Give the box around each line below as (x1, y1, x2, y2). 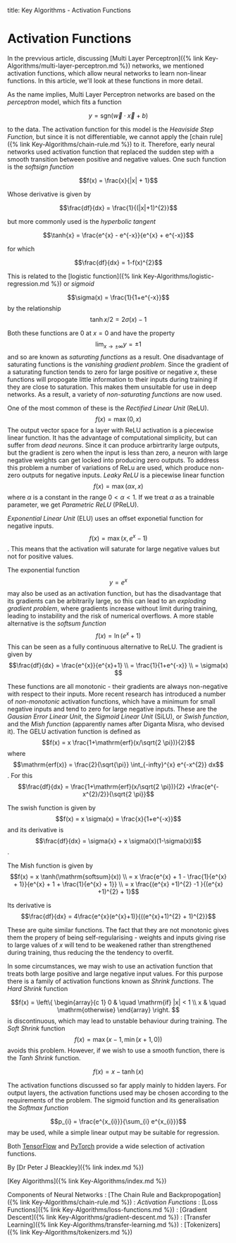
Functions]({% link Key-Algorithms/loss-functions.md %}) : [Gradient (7, 1205, 208, 1213)
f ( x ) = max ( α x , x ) (93, 481, 144, 490)
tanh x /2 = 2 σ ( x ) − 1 (89, 315, 147, 323)
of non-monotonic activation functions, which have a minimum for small (7, 697, 216, 705)
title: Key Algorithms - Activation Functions (7, 6, 132, 14)
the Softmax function (7, 1103, 69, 1112)
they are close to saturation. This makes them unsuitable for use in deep (7, 383, 217, 391)
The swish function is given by (7, 803, 97, 812)
